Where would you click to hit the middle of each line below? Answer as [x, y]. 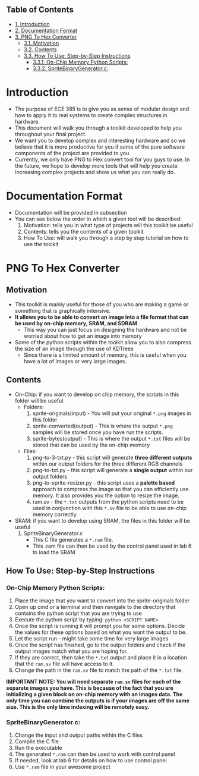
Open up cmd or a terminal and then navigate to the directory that [95, 607]
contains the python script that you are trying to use [78, 613]
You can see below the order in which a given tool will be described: [98, 219]
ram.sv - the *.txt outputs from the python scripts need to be [108, 501]
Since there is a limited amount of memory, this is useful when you [105, 355]
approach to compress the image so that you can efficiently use [110, 489]
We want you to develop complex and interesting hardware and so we [100, 140]
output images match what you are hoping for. [71, 651]
